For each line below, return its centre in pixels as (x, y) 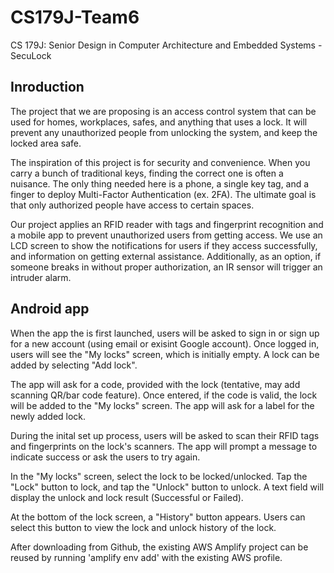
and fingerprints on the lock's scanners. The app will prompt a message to (164, 446)
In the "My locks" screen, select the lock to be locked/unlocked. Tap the (159, 476)
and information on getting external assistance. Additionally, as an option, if (166, 256)
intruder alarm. (41, 277)
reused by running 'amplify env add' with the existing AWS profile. (146, 557)
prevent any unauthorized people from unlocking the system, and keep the (164, 132)
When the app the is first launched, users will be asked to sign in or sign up (165, 333)
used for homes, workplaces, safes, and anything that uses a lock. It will (159, 122)
